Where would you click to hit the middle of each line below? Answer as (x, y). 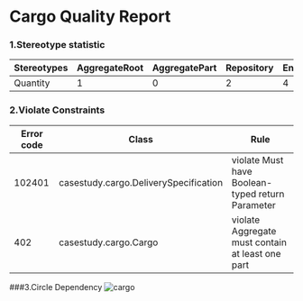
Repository (249, 68)
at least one (256, 253)
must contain (259, 242)
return (271, 194)
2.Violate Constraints (57, 110)
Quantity (32, 83)
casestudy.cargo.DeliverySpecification (141, 182)
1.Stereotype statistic (57, 45)
